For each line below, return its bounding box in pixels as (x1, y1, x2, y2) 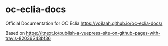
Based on (5, 30, 25, 36)
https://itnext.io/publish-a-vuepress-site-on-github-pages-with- (26, 30, 161, 36)
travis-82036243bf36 (5, 35, 51, 41)
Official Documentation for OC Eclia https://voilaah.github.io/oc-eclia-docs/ (5, 20, 163, 26)
